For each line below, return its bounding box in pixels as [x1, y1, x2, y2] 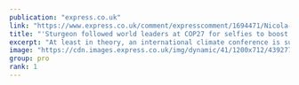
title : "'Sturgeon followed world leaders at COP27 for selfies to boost [9, 29, 289, 38]
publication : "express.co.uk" [9, 12, 122, 22]
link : [9, 21, 29, 30]
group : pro [9, 54, 50, 63]
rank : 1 [9, 63, 38, 72]
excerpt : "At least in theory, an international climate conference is [9, 37, 280, 47]
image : [9, 46, 34, 55]
